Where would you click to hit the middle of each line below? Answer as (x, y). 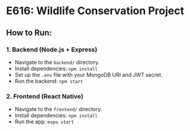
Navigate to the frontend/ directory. (58, 109)
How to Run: (29, 33)
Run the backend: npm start (49, 81)
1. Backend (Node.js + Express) (52, 50)
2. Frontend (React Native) (45, 96)
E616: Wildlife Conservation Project (95, 11)
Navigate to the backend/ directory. (57, 62)
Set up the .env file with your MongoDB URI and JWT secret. (88, 74)
